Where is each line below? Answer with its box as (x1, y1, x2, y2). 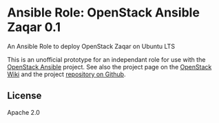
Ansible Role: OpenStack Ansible (7, 5, 200, 21)
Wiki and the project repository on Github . (7, 70, 126, 78)
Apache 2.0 (7, 108, 40, 116)
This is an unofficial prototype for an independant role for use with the (7, 55, 206, 63)
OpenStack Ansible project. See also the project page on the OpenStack (7, 63, 212, 71)
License (7, 90, 42, 102)
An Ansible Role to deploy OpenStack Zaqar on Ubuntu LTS (7, 42, 176, 50)
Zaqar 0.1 (7, 19, 61, 35)
